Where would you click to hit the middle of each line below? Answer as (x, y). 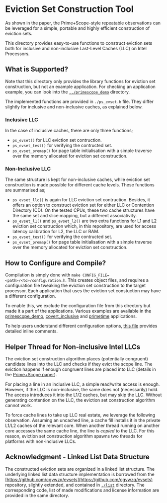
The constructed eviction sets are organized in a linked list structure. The (80, 469)
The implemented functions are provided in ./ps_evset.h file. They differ (80, 101)
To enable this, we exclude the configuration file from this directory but (78, 306)
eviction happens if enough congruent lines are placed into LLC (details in (81, 369)
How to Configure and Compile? (55, 263)
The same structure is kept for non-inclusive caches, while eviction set (78, 179)
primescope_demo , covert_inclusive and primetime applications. (71, 316)
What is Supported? (37, 69)
